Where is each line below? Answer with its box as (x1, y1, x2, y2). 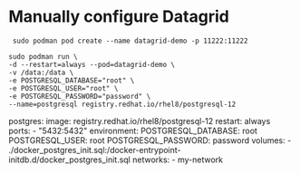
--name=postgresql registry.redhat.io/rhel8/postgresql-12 (8, 100, 237, 109)
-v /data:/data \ (8, 68, 74, 77)
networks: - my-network (131, 154, 224, 165)
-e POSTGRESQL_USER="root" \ (8, 83, 119, 92)
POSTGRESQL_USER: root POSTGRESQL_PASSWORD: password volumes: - (8, 134, 292, 146)
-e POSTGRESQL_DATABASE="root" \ (8, 75, 135, 85)
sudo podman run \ (8, 52, 78, 61)
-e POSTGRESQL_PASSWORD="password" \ (8, 92, 151, 101)
